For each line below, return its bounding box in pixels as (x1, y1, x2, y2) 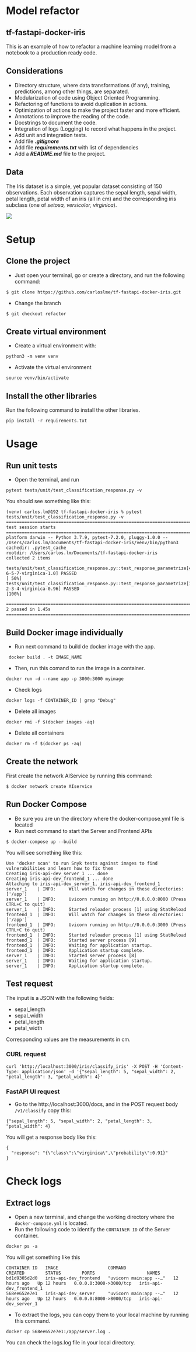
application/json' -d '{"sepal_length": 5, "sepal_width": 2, (21, 1068, 176, 1074)
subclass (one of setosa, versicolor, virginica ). (6, 201, 117, 209)
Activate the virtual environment (14, 364, 92, 371)
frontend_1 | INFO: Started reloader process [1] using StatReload (6, 932, 187, 938)
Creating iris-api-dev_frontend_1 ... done (6, 876, 114, 882)
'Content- (160, 1063, 184, 1070)
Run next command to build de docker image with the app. (14, 643, 156, 650)
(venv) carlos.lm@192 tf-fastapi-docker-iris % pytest (6, 509, 142, 515)
